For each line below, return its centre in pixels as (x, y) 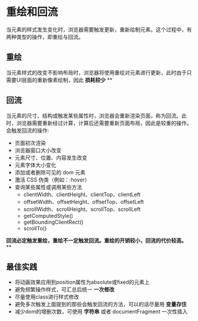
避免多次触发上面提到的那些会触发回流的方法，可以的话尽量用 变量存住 (100, 305)
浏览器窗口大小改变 (38, 150)
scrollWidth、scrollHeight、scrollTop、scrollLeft (82, 209)
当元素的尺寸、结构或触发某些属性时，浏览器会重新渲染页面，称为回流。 (94, 115)
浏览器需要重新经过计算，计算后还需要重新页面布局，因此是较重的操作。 (104, 123)
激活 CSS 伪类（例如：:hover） (52, 180)
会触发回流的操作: (28, 130)
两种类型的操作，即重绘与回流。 (45, 37)
